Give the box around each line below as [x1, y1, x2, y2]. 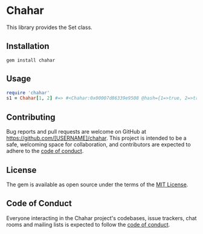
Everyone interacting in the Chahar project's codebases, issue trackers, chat [6, 214, 197, 221]
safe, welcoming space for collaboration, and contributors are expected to [6, 141, 192, 148]
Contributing [6, 112, 56, 122]
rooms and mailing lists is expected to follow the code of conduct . [6, 221, 170, 228]
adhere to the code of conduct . [6, 148, 84, 155]
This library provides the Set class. [6, 24, 92, 31]
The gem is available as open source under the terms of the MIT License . [6, 181, 188, 188]
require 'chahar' [6, 89, 50, 96]
